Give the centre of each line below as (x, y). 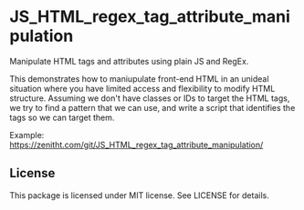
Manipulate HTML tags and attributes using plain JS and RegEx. (129, 61)
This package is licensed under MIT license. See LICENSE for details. (139, 195)
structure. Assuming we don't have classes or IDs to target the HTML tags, (150, 98)
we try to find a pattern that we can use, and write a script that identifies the (152, 107)
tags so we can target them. (62, 117)
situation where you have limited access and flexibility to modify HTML (142, 88)
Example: (27, 135)
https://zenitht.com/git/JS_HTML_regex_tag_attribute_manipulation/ (136, 145)
